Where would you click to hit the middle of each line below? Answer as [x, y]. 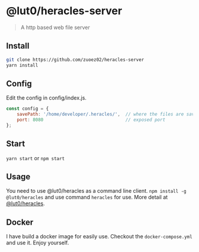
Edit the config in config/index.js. [46, 98]
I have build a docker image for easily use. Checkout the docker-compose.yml [99, 237]
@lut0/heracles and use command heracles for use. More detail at [87, 197]
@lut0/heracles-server [64, 11]
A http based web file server [55, 27]
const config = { [28, 109]
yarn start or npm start [36, 158]
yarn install [22, 65]
